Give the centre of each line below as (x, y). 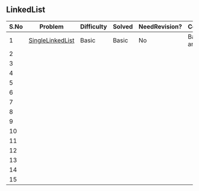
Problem (52, 26)
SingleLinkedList (52, 40)
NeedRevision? (160, 26)
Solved (123, 26)
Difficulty (94, 26)
